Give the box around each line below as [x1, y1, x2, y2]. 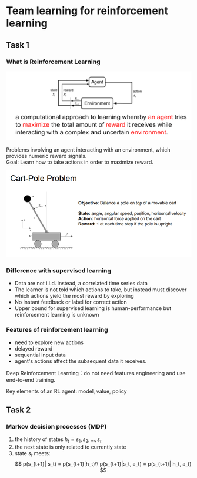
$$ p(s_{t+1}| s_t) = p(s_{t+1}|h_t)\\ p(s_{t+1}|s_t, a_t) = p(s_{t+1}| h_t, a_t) [14, 460, 192, 467]
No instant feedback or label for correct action [14, 298, 128, 305]
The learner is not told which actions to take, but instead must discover [14, 286, 187, 293]
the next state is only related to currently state [14, 443, 126, 450]
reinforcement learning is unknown [14, 311, 99, 318]
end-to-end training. [6, 376, 56, 383]
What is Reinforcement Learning [6, 58, 101, 66]
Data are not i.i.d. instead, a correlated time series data [14, 280, 148, 287]
